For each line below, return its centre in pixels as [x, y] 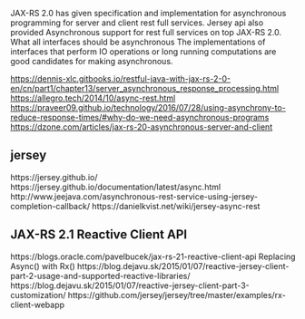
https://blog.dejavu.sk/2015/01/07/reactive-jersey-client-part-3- [130, 285]
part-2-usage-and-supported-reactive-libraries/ [100, 275]
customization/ [38, 295]
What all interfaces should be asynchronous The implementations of [138, 42]
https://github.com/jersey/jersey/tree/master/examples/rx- [177, 295]
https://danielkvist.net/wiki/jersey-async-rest [176, 206]
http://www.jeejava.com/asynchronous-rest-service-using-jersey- [134, 196]
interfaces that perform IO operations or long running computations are [143, 52]
